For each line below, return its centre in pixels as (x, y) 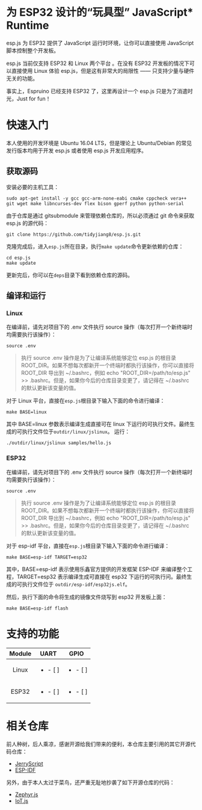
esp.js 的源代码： (28, 223)
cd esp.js (19, 258)
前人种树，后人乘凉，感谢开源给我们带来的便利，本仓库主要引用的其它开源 (98, 744)
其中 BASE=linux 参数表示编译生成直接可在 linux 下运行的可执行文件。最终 (98, 424)
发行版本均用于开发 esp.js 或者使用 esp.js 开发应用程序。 (77, 150)
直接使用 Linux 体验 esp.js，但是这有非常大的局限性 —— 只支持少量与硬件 (103, 70)
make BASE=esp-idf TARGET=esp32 (47, 557)
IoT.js (22, 800)
